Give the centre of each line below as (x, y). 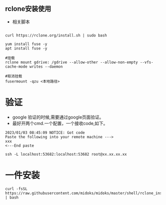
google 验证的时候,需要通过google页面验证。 (58, 117)
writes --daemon (46, 66)
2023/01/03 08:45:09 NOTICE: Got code (45, 132)
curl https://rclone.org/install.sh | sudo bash (56, 35)
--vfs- (147, 62)
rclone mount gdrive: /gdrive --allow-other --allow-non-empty (72, 62)
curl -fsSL (16, 189)
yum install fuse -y (26, 44)
